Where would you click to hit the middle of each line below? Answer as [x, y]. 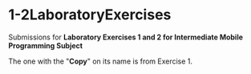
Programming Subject [45, 45]
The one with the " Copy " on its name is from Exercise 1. [101, 61]
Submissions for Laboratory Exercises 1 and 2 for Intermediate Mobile [125, 37]
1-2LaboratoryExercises [90, 15]
